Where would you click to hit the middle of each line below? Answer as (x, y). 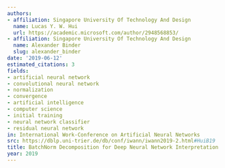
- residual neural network (45, 128)
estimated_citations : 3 (41, 64)
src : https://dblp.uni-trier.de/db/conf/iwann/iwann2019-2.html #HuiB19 (111, 141)
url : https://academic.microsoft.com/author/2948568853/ (96, 33)
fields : (18, 71)
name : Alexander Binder (47, 45)
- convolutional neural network (53, 84)
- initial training (35, 115)
